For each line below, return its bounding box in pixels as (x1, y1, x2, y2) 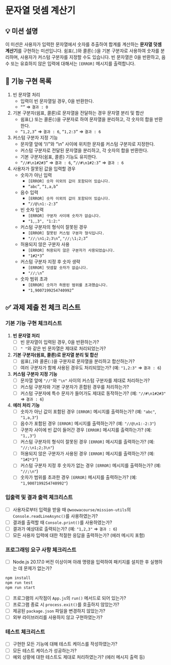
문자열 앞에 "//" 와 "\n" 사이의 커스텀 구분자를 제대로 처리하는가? (20, 377, 150, 384)
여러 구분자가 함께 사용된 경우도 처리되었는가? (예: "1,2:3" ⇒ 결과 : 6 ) (20, 365, 162, 371)
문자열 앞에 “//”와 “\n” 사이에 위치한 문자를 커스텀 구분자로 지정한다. (20, 140, 155, 147)
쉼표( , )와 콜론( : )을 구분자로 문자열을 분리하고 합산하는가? (20, 358, 135, 364)
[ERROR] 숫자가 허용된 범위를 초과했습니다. (28, 283, 108, 288)
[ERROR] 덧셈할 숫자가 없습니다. (28, 265, 88, 270)
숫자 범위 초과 (20, 275, 48, 282)
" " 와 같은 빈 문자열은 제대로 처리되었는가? (20, 345, 106, 351)
